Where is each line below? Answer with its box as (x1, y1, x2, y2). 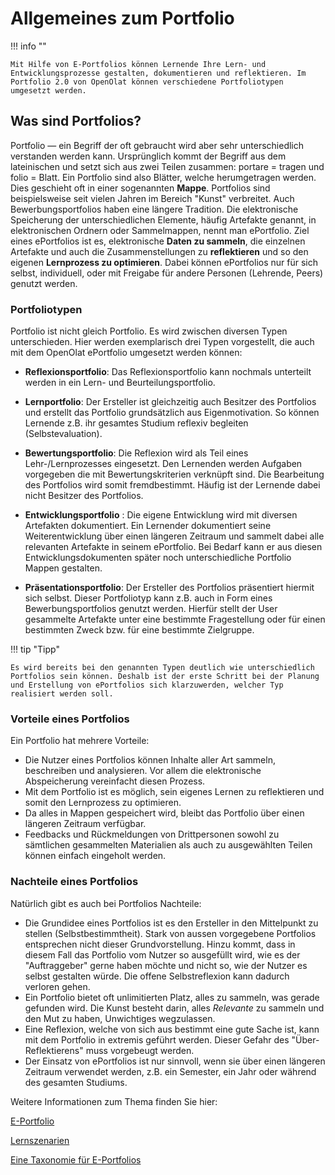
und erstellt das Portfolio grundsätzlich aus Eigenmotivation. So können (24, 407, 320, 419)
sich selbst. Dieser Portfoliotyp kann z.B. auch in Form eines (24, 592, 273, 604)
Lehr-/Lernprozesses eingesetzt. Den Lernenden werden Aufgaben (24, 458, 303, 470)
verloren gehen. (24, 980, 91, 992)
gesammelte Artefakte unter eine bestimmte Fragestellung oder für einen (24, 613, 326, 626)
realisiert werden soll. (10, 689, 114, 699)
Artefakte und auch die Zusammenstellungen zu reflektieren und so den (10, 245, 309, 257)
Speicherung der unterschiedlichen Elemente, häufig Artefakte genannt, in (10, 213, 317, 226)
